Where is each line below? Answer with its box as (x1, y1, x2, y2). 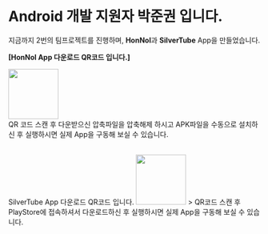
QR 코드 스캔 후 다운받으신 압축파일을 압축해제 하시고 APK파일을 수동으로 (8, 119, 238, 129)
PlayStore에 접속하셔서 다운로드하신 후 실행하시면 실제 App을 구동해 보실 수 (8, 207, 246, 216)
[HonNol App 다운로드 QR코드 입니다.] (8, 52, 130, 62)
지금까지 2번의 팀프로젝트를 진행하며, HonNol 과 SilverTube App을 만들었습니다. (8, 35, 261, 45)
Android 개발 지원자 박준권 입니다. (8, 7, 223, 26)
